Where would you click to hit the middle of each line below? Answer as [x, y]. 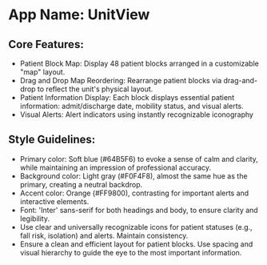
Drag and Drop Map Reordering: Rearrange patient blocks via [121, 80]
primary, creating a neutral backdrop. [81, 184]
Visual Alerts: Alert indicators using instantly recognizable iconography [137, 114]
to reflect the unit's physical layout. [95, 89]
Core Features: [46, 44]
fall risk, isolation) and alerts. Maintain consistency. [104, 235]
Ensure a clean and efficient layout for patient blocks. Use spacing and [136, 244]
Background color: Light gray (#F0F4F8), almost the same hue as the [133, 176]
